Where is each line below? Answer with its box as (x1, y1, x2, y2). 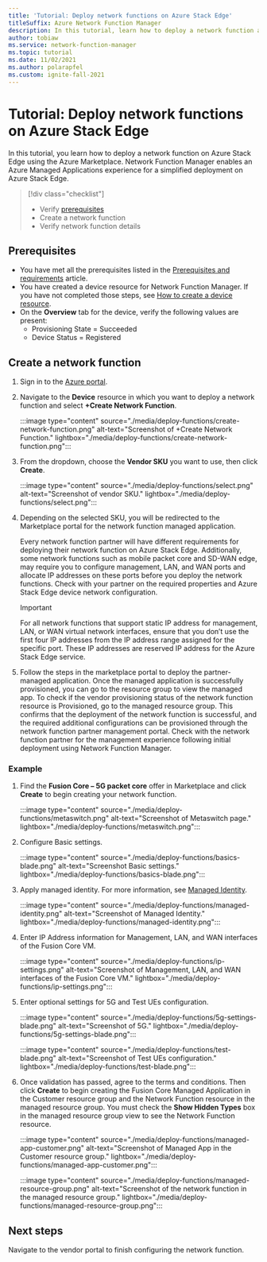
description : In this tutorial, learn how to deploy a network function (8, 26, 254, 34)
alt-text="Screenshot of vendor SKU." (19, 490, 144, 499)
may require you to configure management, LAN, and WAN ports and (19, 562, 246, 572)
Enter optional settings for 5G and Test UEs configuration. (19, 997, 209, 1007)
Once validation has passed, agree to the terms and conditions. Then (19, 1078, 246, 1087)
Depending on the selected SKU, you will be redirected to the (19, 513, 220, 523)
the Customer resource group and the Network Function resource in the (19, 1094, 256, 1104)
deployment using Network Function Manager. (19, 744, 172, 753)
